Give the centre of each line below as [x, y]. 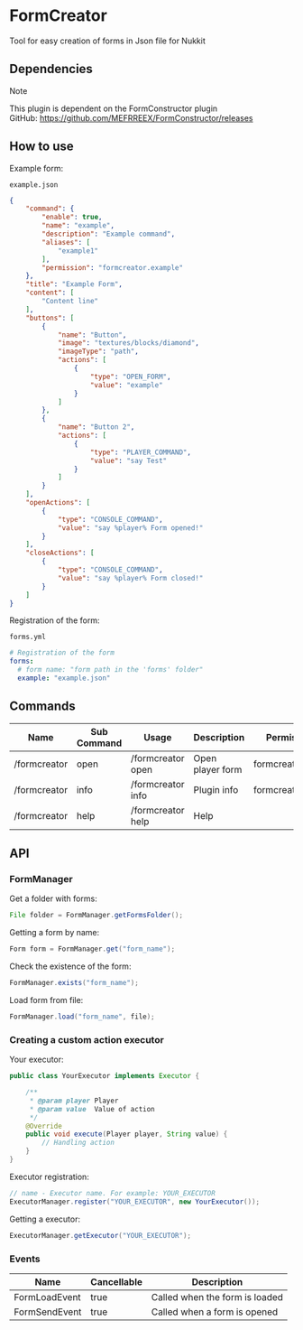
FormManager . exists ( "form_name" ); [74, 983]
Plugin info [216, 789]
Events [25, 1259]
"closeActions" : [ [60, 553]
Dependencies [51, 69]
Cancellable [116, 1281]
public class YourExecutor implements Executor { [105, 1076]
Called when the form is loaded [217, 1297]
